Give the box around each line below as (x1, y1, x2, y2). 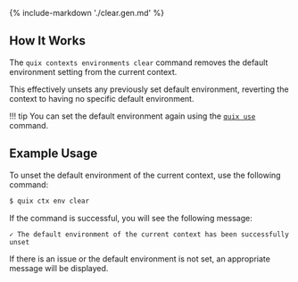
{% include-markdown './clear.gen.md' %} (9, 8, 165, 18)
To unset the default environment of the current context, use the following (9, 170, 281, 180)
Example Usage (9, 146, 98, 162)
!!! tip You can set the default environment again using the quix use (9, 111, 256, 121)
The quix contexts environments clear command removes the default (9, 57, 269, 68)
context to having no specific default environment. (9, 93, 195, 104)
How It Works (9, 33, 87, 48)
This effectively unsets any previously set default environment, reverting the (9, 84, 289, 95)
